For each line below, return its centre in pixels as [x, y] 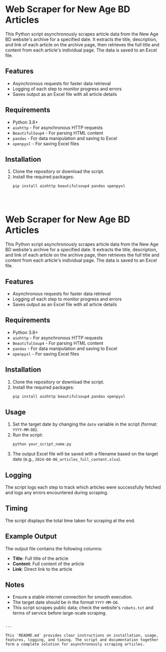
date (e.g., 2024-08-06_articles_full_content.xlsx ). [67, 459]
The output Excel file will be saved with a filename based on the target [85, 454]
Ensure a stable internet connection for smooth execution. [73, 597]
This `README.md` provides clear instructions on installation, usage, [82, 636]
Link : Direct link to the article [42, 569]
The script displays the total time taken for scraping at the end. [70, 520]
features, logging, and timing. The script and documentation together [82, 640]
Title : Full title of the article [40, 558]
